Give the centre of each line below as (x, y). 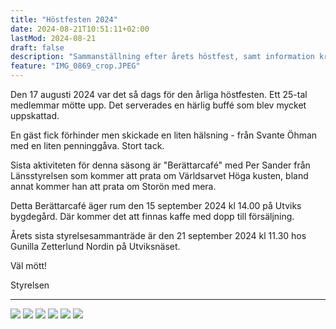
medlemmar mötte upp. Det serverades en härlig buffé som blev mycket (158, 105)
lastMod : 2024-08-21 (53, 38)
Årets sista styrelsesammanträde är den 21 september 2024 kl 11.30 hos (158, 235)
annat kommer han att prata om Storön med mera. (113, 186)
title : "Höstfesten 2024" (64, 19)
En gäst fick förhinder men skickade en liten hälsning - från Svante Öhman (164, 135)
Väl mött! (29, 265)
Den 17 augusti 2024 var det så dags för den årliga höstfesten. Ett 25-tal (159, 94)
